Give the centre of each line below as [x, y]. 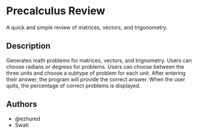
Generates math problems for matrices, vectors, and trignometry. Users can [99, 60]
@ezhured [27, 118]
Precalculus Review [56, 11]
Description [28, 46]
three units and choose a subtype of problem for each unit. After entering [96, 73]
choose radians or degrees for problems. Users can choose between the [95, 66]
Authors [22, 104]
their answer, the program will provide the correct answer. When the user [96, 79]
